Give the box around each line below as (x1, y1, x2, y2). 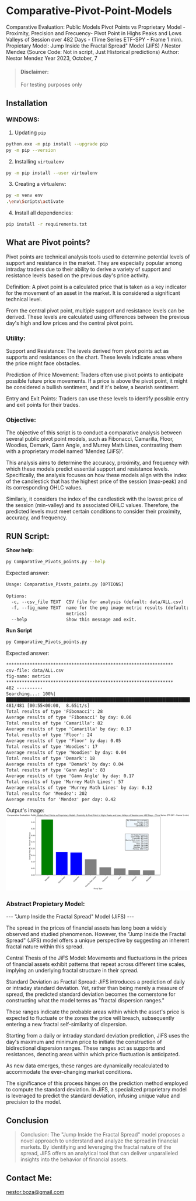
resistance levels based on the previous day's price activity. (6, 271, 150, 279)
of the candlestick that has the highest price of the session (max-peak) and (6, 478, 187, 485)
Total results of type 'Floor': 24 (6, 732, 93, 738)
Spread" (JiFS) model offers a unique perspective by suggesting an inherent (6, 937, 190, 944)
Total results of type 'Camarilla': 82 (6, 720, 103, 726)
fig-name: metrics (6, 673, 51, 679)
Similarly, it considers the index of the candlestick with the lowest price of (6, 495, 184, 502)
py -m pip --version (6, 147, 57, 153)
